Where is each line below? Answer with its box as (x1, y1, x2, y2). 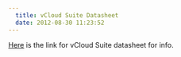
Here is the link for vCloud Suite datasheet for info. (8, 40, 174, 49)
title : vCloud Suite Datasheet (15, 11, 119, 20)
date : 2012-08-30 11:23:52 (15, 19, 105, 27)
